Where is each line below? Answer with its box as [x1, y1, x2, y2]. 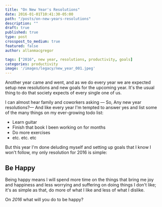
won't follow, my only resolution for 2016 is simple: [5, 150, 108, 156]
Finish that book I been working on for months [12, 124, 106, 130]
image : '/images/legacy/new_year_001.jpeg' [5, 66, 96, 71]
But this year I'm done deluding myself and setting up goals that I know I [5, 144, 151, 150]
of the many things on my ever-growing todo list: [5, 110, 104, 115]
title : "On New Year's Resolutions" [5, 7, 80, 12]
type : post [5, 35, 27, 40]
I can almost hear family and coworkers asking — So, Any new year [5, 99, 141, 105]
